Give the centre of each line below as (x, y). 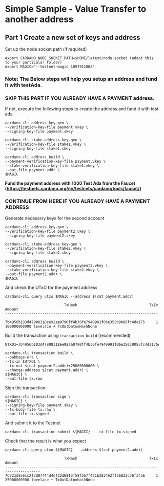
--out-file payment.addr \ (32, 170)
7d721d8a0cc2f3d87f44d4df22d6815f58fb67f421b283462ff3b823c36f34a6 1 (82, 475)
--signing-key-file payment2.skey (40, 236)
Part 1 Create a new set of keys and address (73, 37)
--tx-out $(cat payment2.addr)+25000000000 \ (52, 366)
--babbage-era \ (21, 357)
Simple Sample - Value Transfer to (76, 9)
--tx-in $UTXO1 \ (23, 361)
